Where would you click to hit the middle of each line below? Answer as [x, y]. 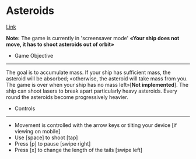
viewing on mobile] [37, 131]
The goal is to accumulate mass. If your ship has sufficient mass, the [88, 72]
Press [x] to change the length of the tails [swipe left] [78, 150]
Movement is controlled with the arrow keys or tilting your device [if [96, 125]
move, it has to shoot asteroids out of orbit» [60, 44]
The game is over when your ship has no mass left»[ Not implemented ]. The [97, 84]
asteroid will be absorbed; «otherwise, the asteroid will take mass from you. [97, 78]
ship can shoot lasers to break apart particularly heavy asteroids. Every [92, 91]
